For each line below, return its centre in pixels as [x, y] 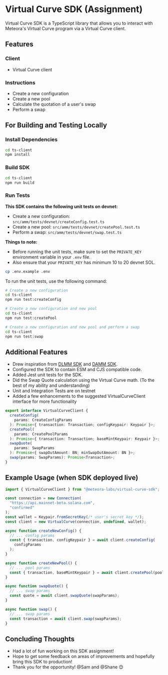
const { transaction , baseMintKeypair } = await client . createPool [81, 573]
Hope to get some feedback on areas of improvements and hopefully [83, 656]
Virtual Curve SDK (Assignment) [74, 9]
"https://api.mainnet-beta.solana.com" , [52, 503]
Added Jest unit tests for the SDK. [47, 375]
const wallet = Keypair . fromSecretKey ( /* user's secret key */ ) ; [74, 517]
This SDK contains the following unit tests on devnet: [61, 206]
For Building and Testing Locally [56, 125]
